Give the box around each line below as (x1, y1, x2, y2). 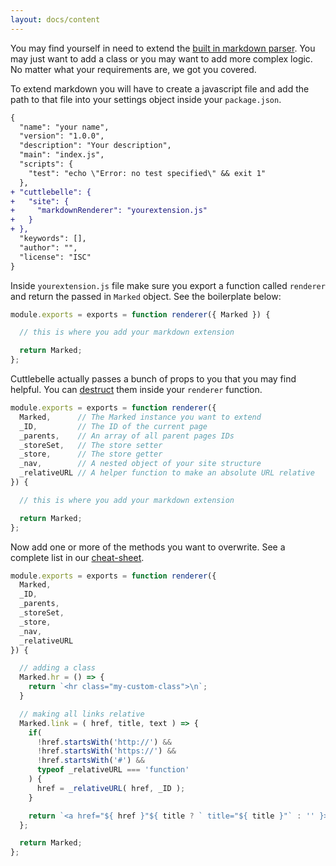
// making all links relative (19, 709, 145, 719)
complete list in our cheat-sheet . (10, 551, 145, 563)
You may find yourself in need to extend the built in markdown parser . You (10, 42, 316, 54)
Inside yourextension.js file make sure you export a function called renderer (10, 279, 326, 291)
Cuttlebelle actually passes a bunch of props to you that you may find (10, 373, 297, 385)
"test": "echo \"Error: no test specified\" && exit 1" (28, 168, 267, 178)
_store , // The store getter (19, 449, 163, 460)
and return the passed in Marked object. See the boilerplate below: (10, 290, 282, 302)
